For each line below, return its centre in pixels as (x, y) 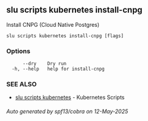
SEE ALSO (22, 85)
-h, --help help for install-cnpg (58, 69)
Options (18, 51)
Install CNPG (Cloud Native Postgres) (53, 24)
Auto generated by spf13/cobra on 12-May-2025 (67, 111)
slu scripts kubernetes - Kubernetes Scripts (70, 97)
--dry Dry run (44, 64)
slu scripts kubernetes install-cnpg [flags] (65, 36)
